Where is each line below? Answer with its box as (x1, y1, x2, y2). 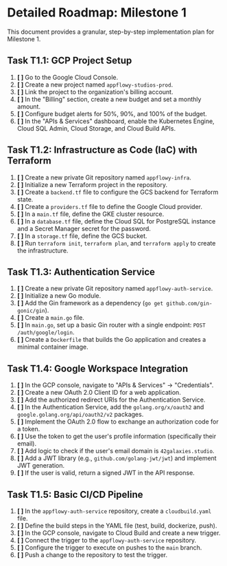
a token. (16, 425, 40, 433)
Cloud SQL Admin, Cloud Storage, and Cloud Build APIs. (16, 124, 176, 132)
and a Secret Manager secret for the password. (16, 224, 151, 232)
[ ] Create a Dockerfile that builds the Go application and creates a (16, 336, 206, 344)
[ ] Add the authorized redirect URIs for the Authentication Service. (16, 395, 206, 404)
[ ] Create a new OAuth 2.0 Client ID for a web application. (16, 389, 182, 397)
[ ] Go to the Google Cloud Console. (16, 73, 119, 81)
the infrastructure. (16, 246, 69, 254)
